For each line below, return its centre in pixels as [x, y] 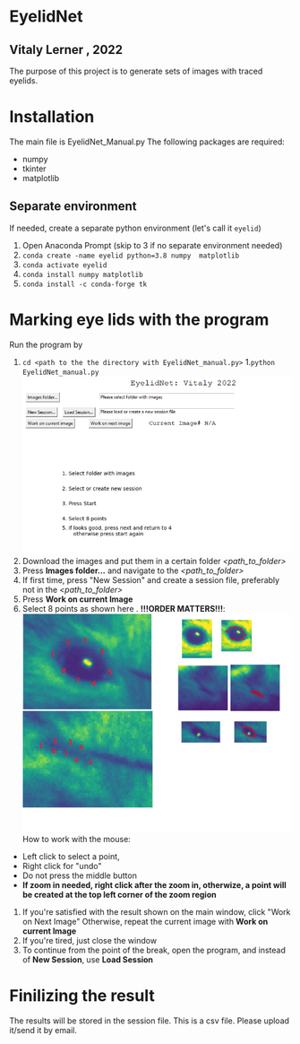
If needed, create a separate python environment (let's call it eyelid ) [135, 228]
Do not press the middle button [79, 875]
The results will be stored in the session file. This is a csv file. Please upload [149, 1021]
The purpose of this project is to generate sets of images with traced [136, 71]
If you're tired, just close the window [90, 941]
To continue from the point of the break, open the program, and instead [154, 950]
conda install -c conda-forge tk [85, 284]
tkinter [34, 169]
